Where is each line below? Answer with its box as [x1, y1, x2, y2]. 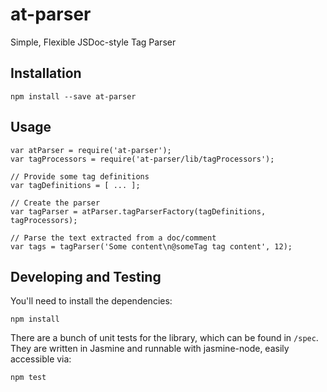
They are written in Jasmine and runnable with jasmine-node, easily [10, 343, 290, 355]
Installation [10, 65, 82, 82]
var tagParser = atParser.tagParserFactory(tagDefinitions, [10, 206, 267, 217]
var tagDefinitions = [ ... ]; [10, 180, 141, 190]
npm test [10, 373, 47, 383]
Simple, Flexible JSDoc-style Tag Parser [10, 36, 177, 48]
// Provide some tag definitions [10, 171, 150, 182]
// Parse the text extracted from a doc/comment [10, 233, 217, 243]
